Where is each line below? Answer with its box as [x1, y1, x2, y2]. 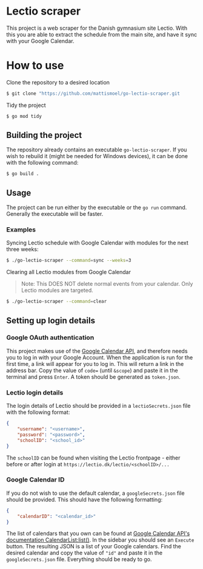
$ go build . [6, 171, 39, 177]
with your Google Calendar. [6, 37, 75, 44]
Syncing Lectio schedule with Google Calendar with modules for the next [6, 239, 189, 247]
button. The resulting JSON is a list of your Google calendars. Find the [6, 543, 182, 550]
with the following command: [6, 159, 79, 167]
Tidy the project [6, 102, 46, 109]
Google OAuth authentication [6, 333, 95, 342]
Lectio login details [6, 388, 64, 396]
